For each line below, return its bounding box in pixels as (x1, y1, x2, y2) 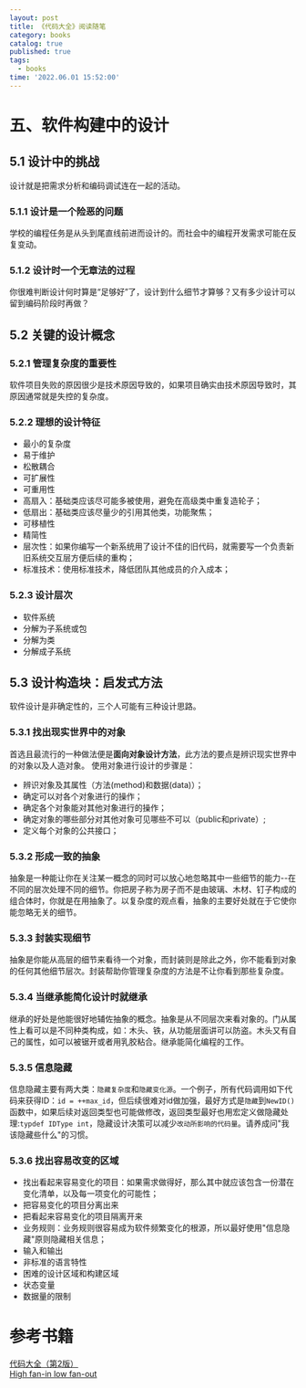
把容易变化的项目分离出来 (22, 1200, 119, 1211)
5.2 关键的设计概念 (9, 327, 116, 342)
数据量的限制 (22, 1291, 71, 1302)
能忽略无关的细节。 (9, 907, 82, 918)
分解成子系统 (22, 646, 71, 657)
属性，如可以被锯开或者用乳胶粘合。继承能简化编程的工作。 (25, 1036, 249, 1046)
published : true (9, 47, 71, 57)
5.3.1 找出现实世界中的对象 (9, 726, 126, 739)
